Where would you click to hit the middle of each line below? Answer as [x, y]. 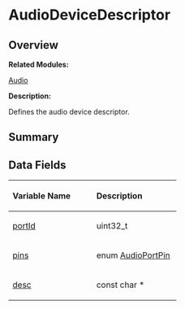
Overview [34, 45]
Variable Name [42, 196]
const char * [120, 285]
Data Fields [37, 165]
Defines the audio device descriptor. [69, 112]
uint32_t [112, 226]
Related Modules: [39, 64]
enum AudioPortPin [133, 255]
